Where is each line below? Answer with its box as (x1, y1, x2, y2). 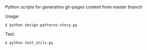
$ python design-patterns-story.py (5, 23, 78, 27)
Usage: (5, 13, 20, 19)
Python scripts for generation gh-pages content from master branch (5, 4, 143, 10)
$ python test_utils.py (5, 40, 54, 45)
